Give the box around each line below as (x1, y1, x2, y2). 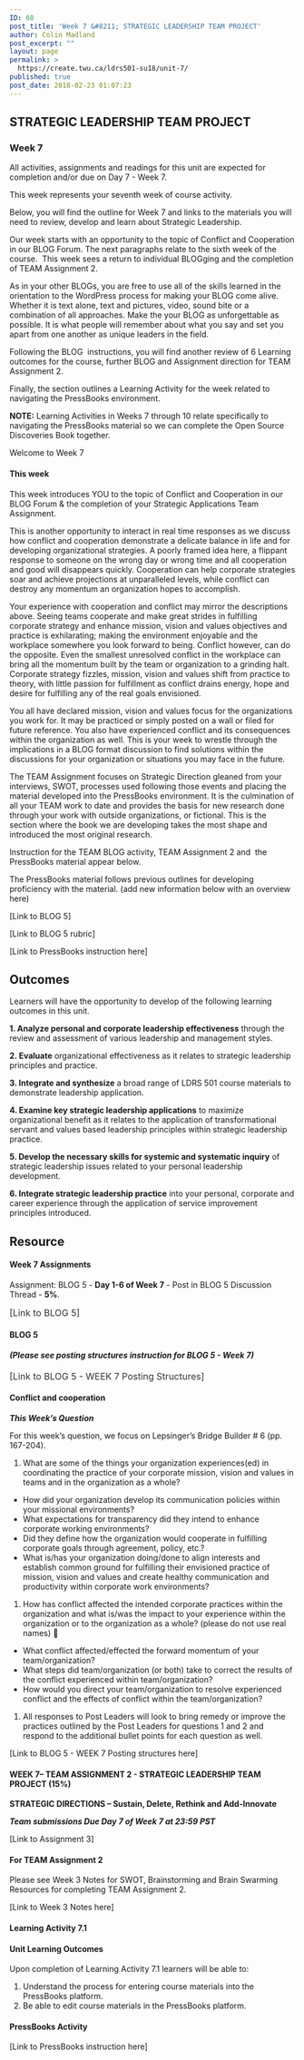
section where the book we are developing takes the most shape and (9, 819, 268, 830)
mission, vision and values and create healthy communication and (22, 1571, 270, 1582)
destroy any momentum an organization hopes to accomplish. (9, 583, 240, 594)
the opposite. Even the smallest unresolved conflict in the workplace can (9, 649, 281, 660)
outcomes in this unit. (9, 1005, 90, 1016)
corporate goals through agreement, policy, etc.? (22, 1542, 205, 1553)
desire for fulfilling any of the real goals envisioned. (9, 687, 201, 699)
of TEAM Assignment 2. (9, 263, 98, 274)
